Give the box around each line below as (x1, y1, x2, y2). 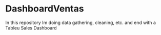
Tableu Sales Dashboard (5, 24, 57, 30)
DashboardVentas (5, 3, 84, 14)
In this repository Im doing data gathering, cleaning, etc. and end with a (5, 19, 156, 25)
